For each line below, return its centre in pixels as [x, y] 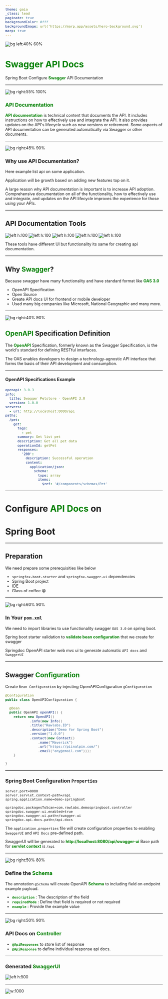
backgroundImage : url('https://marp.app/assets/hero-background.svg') [74, 26]
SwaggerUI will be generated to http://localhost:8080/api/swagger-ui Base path [82, 842]
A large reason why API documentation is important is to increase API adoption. [80, 189]
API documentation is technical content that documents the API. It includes [76, 115]
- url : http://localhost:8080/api [42, 411]
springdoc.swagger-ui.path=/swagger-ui [43, 815]
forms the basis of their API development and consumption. [61, 363]
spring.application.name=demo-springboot [45, 799]
